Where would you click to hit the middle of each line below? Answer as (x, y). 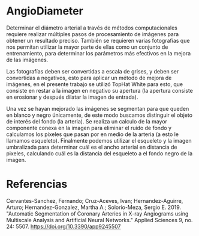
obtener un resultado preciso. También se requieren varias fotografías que (98, 40)
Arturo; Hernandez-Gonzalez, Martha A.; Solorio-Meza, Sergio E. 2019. (94, 207)
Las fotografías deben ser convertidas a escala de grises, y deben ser (93, 71)
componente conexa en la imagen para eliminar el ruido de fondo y (89, 128)
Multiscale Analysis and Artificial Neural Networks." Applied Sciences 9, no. (99, 220)
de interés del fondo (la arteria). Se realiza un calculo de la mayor (87, 121)
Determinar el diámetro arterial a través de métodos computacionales (92, 28)
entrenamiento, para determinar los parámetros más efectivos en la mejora (99, 53)
